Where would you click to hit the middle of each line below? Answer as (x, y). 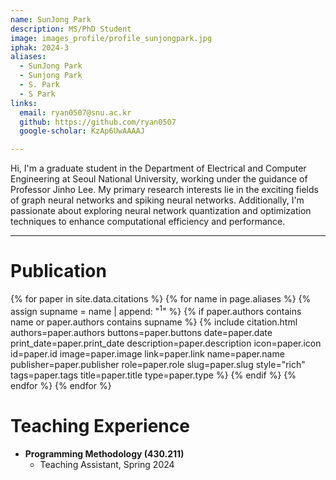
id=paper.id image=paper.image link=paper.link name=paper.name (147, 353)
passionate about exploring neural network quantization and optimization (161, 211)
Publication (58, 271)
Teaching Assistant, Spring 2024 (107, 464)
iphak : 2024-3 (40, 47)
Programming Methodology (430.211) (104, 453)
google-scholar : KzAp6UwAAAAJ (82, 131)
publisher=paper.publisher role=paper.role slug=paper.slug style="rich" (158, 364)
